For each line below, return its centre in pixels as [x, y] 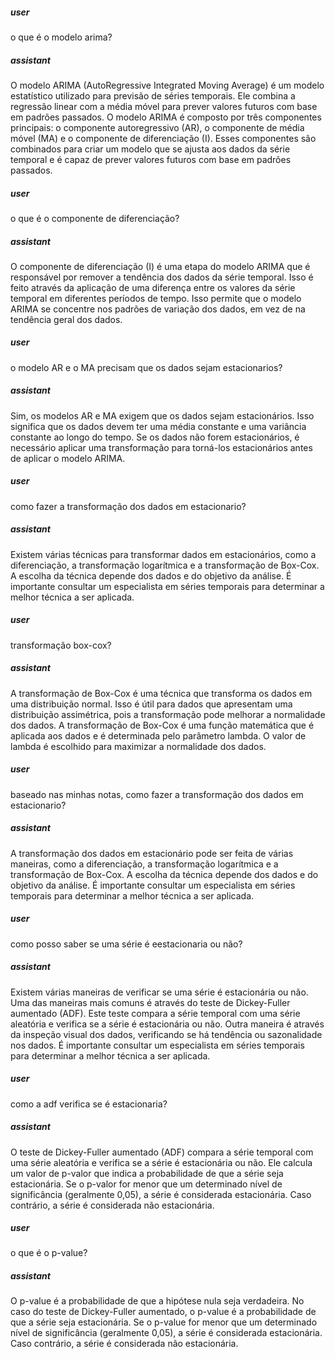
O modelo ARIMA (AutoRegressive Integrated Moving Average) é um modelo [167, 85]
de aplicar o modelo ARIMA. [68, 458]
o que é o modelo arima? [61, 37]
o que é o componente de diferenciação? [95, 218]
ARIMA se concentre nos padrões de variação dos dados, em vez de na [158, 309]
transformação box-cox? [61, 645]
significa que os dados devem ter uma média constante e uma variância [158, 426]
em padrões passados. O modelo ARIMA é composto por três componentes [166, 117]
